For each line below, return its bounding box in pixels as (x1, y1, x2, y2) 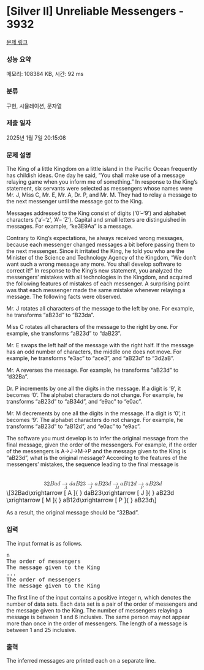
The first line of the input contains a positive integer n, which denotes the (6, 593, 191, 601)
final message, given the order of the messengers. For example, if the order (6, 441, 197, 448)
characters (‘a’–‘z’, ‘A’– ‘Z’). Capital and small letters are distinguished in (6, 216, 186, 224)
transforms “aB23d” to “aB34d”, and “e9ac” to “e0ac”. (6, 398, 143, 405)
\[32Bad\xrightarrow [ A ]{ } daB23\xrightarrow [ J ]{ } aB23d (6, 489, 175, 497)
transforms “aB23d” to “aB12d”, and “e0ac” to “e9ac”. (6, 423, 141, 430)
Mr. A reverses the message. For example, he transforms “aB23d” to (6, 366, 179, 374)
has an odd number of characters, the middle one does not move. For (6, 348, 182, 356)
